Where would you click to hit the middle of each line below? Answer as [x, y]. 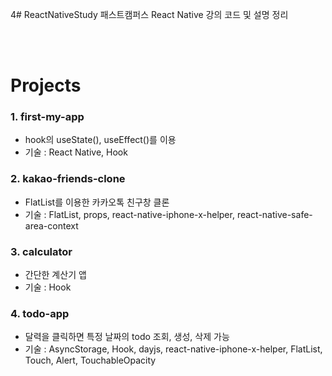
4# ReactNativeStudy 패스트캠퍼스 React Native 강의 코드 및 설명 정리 [149, 14]
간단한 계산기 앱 [55, 275]
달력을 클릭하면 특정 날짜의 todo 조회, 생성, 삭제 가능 [127, 337]
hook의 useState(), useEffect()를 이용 [100, 140]
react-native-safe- [274, 214]
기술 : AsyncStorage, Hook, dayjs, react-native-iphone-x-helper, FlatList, [173, 349]
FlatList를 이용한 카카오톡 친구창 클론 [97, 202]
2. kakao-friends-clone [68, 179]
